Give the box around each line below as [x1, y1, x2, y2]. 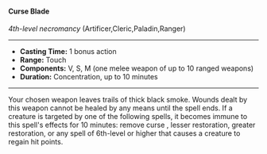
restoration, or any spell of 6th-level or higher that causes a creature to [8, 129, 241, 138]
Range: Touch [19, 56, 67, 65]
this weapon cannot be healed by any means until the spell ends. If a [8, 103, 233, 113]
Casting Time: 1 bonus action [19, 47, 117, 56]
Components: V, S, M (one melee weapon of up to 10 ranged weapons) [19, 64, 254, 73]
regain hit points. [8, 137, 64, 147]
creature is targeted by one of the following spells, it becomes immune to [8, 112, 248, 121]
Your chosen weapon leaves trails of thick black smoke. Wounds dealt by [8, 95, 248, 105]
